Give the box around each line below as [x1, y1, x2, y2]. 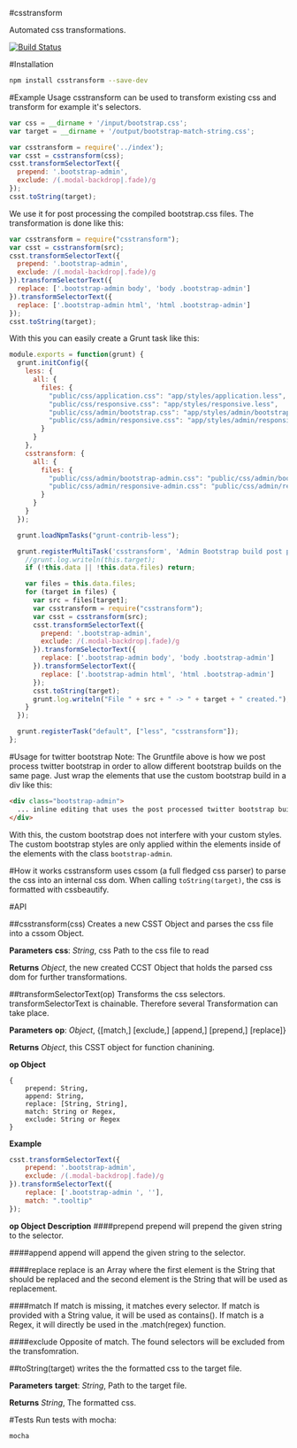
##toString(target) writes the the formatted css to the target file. [9, 1363, 242, 1374]
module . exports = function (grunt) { [9, 350, 144, 360]
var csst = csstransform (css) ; [9, 151, 125, 160]
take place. [9, 1007, 49, 1018]
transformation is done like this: [9, 217, 124, 228]
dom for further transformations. [9, 972, 127, 982]
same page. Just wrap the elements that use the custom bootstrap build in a [9, 770, 287, 780]
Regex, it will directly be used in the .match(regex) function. [9, 1319, 226, 1329]
